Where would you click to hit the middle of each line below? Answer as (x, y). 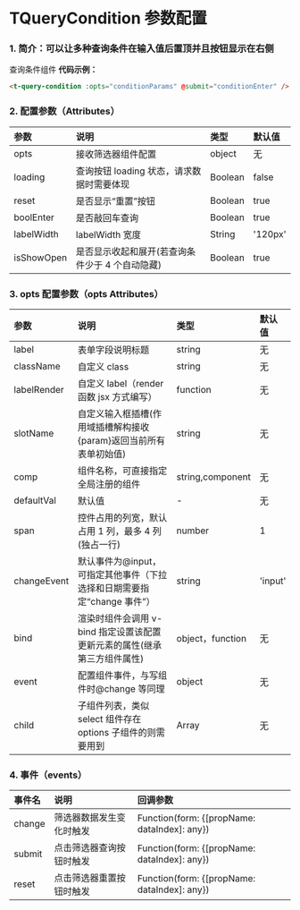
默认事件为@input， (119, 561)
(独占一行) (99, 544)
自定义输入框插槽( (115, 413)
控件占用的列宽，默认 (122, 517)
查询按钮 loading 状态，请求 (134, 171)
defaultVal (35, 500)
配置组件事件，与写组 (122, 675)
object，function (212, 638)
